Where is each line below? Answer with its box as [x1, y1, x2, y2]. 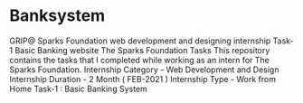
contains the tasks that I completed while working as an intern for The [9, 54, 270, 65]
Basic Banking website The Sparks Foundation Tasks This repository [14, 44, 270, 55]
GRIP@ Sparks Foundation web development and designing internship [9, 35, 271, 46]
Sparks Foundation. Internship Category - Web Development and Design [9, 64, 279, 75]
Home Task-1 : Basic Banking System [9, 83, 147, 94]
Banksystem [9, 5, 106, 26]
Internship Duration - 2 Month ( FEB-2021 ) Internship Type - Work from [9, 73, 276, 84]
